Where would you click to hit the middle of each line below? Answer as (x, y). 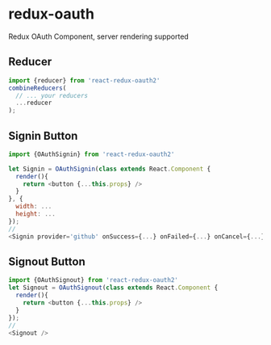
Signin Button (43, 135)
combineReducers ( (38, 88)
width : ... (34, 207)
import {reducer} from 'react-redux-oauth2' (84, 80)
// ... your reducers (52, 95)
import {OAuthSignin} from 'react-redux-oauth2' (92, 154)
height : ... (36, 214)
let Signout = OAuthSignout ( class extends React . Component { (113, 288)
